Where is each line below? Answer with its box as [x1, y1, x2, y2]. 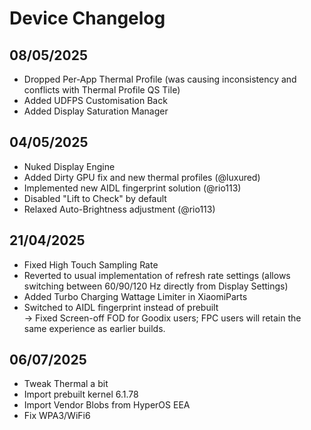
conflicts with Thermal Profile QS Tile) [23, 84, 181, 96]
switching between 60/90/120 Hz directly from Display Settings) [23, 280, 289, 292]
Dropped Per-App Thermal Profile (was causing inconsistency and [23, 73, 297, 85]
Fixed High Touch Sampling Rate [23, 258, 159, 271]
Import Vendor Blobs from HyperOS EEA [23, 399, 191, 411]
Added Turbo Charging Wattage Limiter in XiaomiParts [23, 290, 248, 302]
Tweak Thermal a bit [23, 378, 109, 390]
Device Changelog [9, 7, 166, 30]
